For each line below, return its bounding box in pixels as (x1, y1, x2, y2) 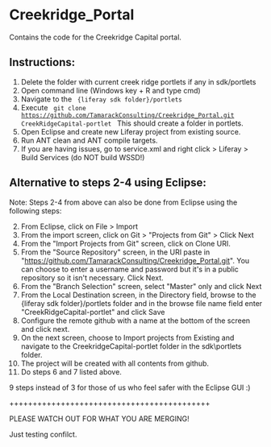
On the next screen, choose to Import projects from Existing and (20, 333, 235, 342)
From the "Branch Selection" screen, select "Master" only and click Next (20, 281, 262, 291)
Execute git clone (20, 102, 87, 112)
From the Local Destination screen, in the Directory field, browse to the (20, 290, 256, 300)
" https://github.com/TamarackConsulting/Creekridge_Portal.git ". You (20, 255, 250, 265)
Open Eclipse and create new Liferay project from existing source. (20, 126, 241, 136)
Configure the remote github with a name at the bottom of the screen (20, 316, 251, 325)
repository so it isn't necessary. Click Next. (20, 272, 164, 283)
